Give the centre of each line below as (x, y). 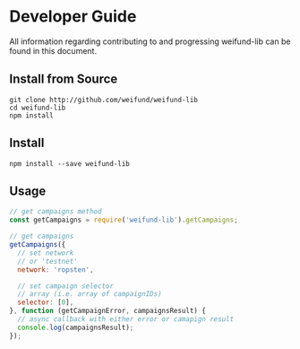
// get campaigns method (56, 212)
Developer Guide (73, 17)
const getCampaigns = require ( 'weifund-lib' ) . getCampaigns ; (124, 220)
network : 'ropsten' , (56, 270)
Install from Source (64, 79)
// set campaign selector (66, 286)
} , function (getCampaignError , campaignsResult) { (107, 311)
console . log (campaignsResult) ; (76, 327)
